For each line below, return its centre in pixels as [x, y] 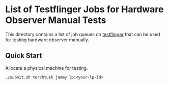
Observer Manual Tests [56, 20]
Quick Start [24, 56]
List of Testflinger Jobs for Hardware [84, 9]
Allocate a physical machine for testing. [47, 68]
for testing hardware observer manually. [47, 40]
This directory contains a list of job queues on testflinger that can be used [83, 34]
